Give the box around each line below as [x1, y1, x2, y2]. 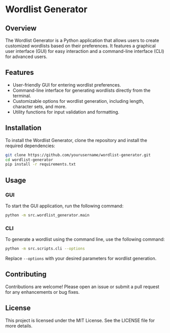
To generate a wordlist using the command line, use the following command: [5, 236, 165, 242]
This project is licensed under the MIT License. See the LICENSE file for [5, 317, 155, 323]
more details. [5, 322, 33, 329]
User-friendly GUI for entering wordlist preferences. [12, 81, 121, 88]
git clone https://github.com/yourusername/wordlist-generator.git [5, 152, 151, 157]
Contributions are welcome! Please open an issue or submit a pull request [5, 284, 160, 290]
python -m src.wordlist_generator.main [5, 212, 90, 217]
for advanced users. [5, 53, 48, 60]
